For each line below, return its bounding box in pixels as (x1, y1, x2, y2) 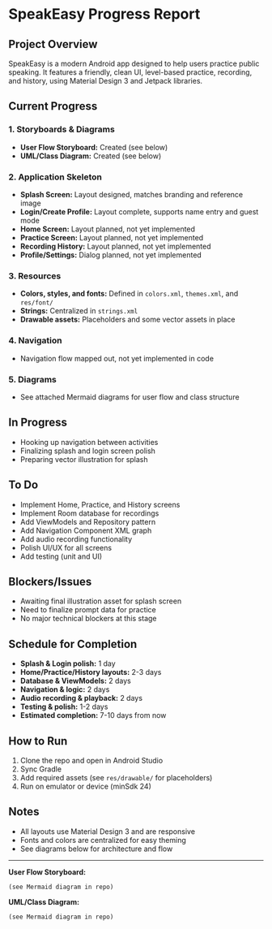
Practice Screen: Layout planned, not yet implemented (19, 232, 204, 242)
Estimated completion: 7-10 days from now (19, 711, 167, 720)
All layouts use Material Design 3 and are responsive (19, 826, 196, 836)
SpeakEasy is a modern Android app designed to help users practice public (8, 58, 260, 68)
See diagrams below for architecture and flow (19, 844, 173, 853)
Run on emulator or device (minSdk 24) (19, 781, 151, 791)
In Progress (8, 416, 67, 430)
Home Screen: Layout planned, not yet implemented (19, 224, 196, 234)
